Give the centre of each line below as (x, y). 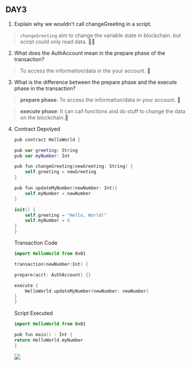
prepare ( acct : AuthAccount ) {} (52, 275)
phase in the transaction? (45, 88)
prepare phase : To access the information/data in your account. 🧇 (100, 100)
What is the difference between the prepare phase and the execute (95, 82)
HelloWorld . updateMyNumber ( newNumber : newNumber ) (87, 291)
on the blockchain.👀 (44, 117)
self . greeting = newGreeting (61, 172)
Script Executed (34, 313)
